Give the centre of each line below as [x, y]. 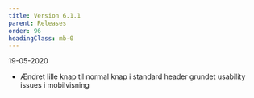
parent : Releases [37, 23]
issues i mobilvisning [55, 85]
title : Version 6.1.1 [45, 16]
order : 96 [25, 31]
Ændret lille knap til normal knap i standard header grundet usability [133, 76]
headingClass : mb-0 [41, 38]
